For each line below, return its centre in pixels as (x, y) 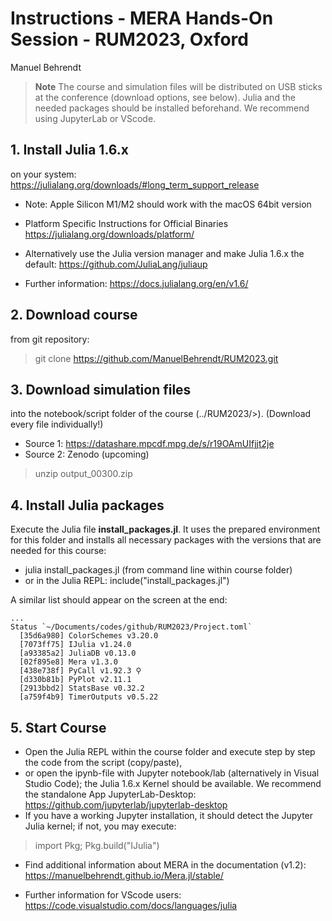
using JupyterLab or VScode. (95, 118)
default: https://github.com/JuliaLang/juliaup (116, 264)
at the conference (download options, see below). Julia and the (165, 97)
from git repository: (50, 339)
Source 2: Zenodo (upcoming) (87, 454)
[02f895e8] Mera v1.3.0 (68, 662)
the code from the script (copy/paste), (103, 762)
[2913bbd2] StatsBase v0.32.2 (82, 688)
